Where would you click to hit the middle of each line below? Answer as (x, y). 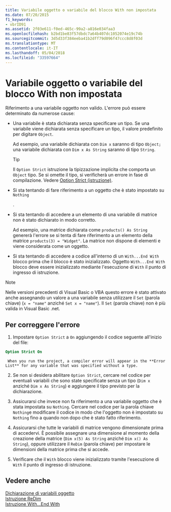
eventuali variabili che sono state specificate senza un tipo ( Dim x (81, 380)
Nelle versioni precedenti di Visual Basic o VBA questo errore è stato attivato (86, 292)
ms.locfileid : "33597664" (33, 58)
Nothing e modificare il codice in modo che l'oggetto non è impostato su (88, 412)
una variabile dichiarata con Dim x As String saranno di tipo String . (84, 150)
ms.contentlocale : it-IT (32, 48)
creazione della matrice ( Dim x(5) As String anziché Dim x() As (80, 439)
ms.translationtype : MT (31, 44)
